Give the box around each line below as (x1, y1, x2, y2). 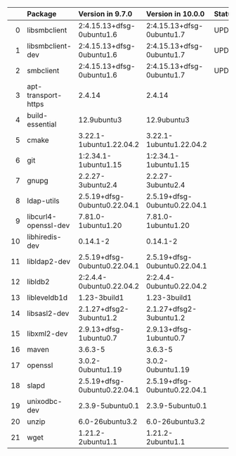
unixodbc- (27, 397, 63, 406)
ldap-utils (27, 196, 60, 205)
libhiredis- (27, 232, 62, 241)
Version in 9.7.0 (78, 9, 133, 18)
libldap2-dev (27, 257, 71, 266)
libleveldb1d (27, 293, 68, 302)
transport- (27, 91, 63, 100)
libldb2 (27, 277, 51, 286)
